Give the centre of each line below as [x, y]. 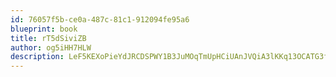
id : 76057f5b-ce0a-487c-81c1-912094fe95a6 [100, 19]
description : [37, 57]
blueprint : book [44, 29]
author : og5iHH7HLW [51, 47]
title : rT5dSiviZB [48, 38]
